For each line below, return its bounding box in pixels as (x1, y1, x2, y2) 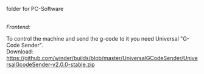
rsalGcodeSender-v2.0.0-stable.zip (6, 61, 96, 68)
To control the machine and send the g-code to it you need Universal (6, 35, 180, 42)
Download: (6, 48, 33, 55)
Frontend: (6, 24, 30, 30)
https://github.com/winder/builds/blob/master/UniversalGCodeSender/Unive (6, 55, 198, 61)
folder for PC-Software (6, 5, 64, 12)
